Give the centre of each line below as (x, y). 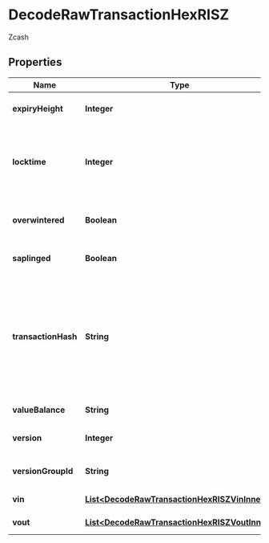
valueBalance (39, 410)
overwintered (38, 220)
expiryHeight (38, 108)
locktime (29, 161)
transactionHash (45, 337)
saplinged (32, 258)
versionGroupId (43, 471)
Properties (35, 62)
